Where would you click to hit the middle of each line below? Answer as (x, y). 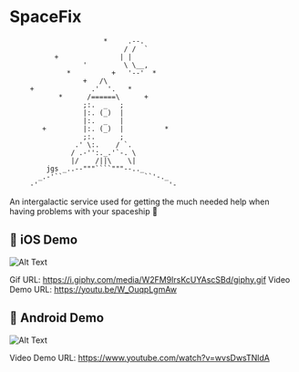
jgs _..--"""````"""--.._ (95, 169)
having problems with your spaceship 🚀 (83, 211)
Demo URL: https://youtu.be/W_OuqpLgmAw (93, 289)
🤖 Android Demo (57, 318)
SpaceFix (46, 17)
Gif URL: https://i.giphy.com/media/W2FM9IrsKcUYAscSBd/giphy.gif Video (150, 279)
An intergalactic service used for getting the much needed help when (140, 201)
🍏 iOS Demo (44, 240)
